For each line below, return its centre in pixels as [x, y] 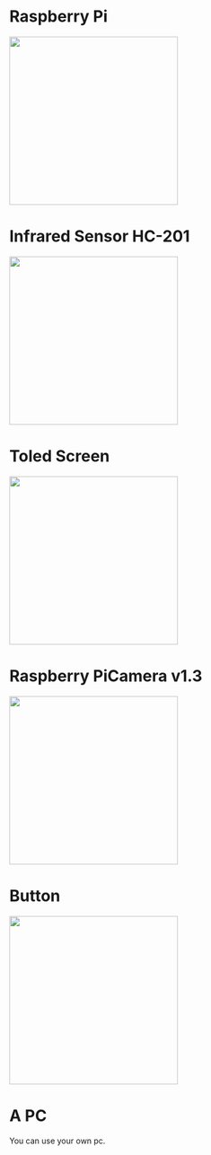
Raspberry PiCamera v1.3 [106, 676]
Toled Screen [60, 456]
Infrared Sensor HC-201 [100, 236]
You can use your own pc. [57, 1141]
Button [35, 896]
